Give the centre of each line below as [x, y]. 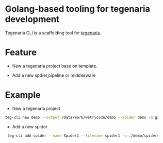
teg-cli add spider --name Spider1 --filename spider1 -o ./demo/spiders [83, 135]
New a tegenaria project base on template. [55, 66]
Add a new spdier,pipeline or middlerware [54, 75]
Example [23, 95]
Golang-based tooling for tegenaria [78, 9]
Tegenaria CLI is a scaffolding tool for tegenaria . [53, 33]
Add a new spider [30, 126]
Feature [21, 53]
